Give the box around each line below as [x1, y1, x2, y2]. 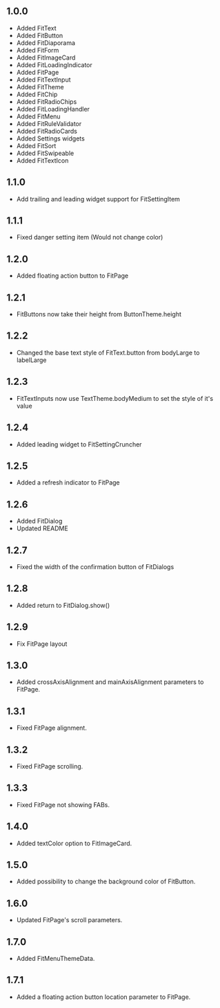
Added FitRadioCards [16, 127, 77, 135]
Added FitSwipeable [16, 149, 74, 157]
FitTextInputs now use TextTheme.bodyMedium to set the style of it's [16, 394, 214, 402]
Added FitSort [16, 141, 57, 150]
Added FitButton [16, 31, 63, 39]
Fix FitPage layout [16, 640, 68, 648]
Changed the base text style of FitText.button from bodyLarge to [16, 348, 200, 357]
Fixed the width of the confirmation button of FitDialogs [16, 562, 174, 570]
